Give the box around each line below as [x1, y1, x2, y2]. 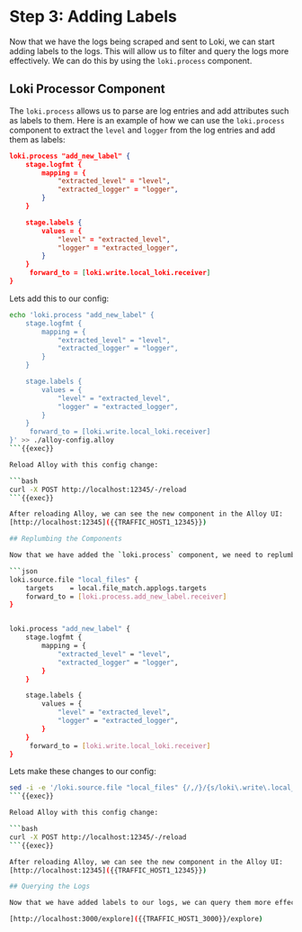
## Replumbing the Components [9, 535, 123, 544]
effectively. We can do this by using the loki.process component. [9, 55, 253, 66]
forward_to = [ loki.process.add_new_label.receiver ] [25, 592, 227, 601]
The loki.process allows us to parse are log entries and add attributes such [9, 105, 289, 116]
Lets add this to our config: [9, 293, 110, 304]
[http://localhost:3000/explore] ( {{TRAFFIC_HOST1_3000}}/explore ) [9, 915, 263, 924]
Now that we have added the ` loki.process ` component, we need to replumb [9, 551, 296, 560]
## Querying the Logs [9, 882, 91, 891]
